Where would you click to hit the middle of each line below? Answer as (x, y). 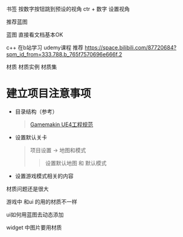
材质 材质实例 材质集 (32, 67)
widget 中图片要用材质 (34, 227)
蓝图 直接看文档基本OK (35, 35)
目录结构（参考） (36, 112)
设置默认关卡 (31, 137)
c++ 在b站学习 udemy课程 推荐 (45, 48)
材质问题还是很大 (27, 189)
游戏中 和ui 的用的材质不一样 (42, 201)
